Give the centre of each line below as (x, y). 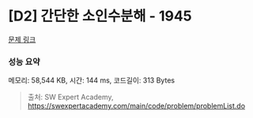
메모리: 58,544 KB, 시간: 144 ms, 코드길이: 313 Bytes (92, 80)
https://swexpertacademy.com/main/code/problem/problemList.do (136, 106)
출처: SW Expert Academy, (70, 97)
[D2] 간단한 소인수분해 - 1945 (100, 16)
